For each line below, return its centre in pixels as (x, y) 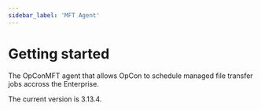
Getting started (59, 53)
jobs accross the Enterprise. (54, 83)
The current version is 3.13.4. (55, 99)
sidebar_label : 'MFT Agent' (54, 15)
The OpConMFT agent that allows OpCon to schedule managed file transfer (130, 76)
